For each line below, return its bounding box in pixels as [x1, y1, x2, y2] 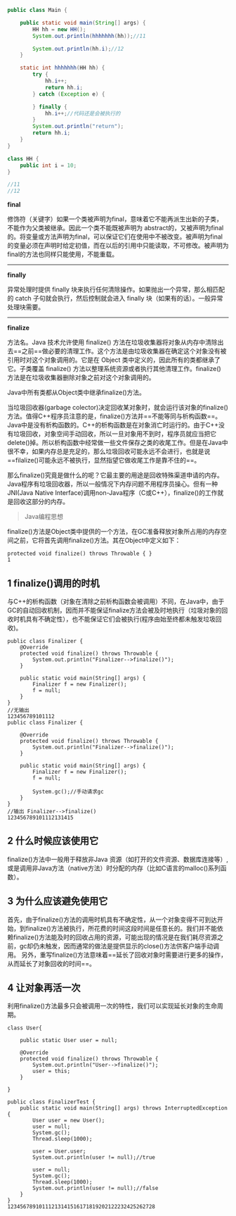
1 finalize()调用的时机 [7, 577, 100, 589]
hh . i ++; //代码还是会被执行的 [44, 110, 121, 117]
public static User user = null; [20, 1037, 118, 1044]
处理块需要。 [7, 303, 44, 311]
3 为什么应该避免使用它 [7, 895, 108, 908]
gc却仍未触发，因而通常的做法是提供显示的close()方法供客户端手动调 [19, 941, 220, 950]
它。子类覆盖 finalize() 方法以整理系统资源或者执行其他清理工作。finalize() [7, 365, 221, 373]
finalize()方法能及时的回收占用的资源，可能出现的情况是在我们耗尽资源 [13, 933, 218, 941]
